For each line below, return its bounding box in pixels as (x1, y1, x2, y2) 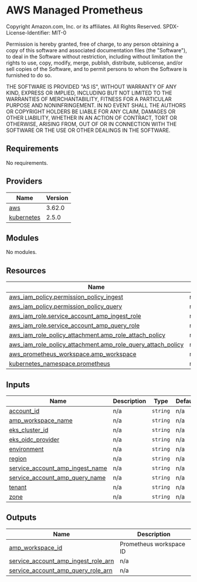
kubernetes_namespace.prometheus (9, 360, 110, 368)
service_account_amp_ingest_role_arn (9, 557, 114, 565)
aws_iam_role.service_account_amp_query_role (9, 322, 140, 330)
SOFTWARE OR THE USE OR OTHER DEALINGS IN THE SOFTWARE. (6, 127, 171, 134)
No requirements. (6, 159, 49, 166)
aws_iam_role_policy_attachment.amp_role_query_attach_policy (9, 341, 184, 349)
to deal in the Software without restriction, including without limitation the (6, 53, 183, 60)
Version (46, 194, 69, 202)
